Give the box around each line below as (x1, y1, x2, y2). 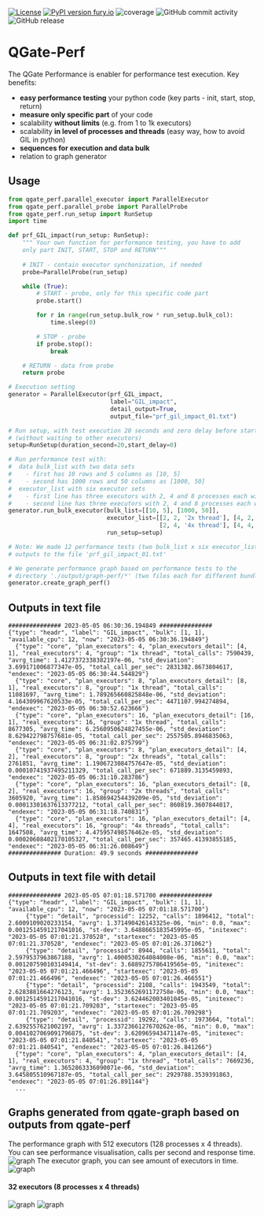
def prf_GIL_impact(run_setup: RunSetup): (8, 232, 149, 239)
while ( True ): (22, 282, 68, 291)
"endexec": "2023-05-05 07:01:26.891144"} (8, 1078, 149, 1085)
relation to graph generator (19, 151, 108, 161)
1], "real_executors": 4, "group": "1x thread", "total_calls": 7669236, (8, 1056, 255, 1065)
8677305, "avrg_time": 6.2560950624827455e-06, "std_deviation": (8, 725, 226, 733)
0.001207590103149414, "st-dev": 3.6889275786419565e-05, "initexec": (8, 960, 244, 968)
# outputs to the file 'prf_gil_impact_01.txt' (8, 550, 167, 558)
